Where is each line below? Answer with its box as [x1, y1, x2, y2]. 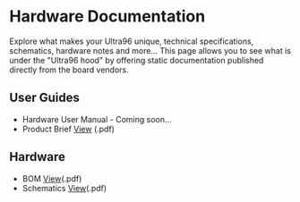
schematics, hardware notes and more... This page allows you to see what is [9, 45, 292, 55]
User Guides [9, 90, 81, 105]
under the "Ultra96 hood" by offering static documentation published [9, 55, 264, 65]
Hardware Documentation [9, 6, 206, 27]
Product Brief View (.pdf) [21, 123, 115, 134]
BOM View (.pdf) [21, 173, 82, 184]
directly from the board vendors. [9, 64, 129, 75]
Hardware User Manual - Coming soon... [21, 114, 172, 124]
